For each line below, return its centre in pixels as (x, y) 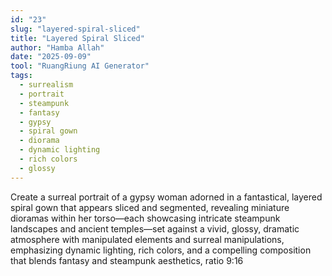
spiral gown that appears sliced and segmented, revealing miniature (150, 207)
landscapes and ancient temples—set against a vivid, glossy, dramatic (155, 228)
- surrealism (46, 85)
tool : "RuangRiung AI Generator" (80, 66)
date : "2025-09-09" (51, 57)
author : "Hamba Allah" (57, 47)
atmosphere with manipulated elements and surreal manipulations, (147, 239)
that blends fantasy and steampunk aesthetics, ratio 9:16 (127, 260)
